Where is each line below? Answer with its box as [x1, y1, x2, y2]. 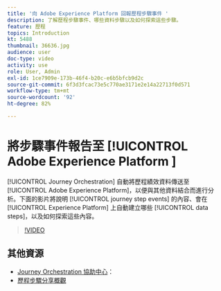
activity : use [7, 62, 48, 69]
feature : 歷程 [7, 23, 46, 30]
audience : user [7, 49, 51, 56]
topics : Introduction [7, 29, 70, 37]
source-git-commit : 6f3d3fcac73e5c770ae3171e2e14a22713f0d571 [7, 81, 191, 88]
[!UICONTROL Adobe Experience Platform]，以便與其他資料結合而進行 [7, 186, 209, 194]
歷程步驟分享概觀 [17, 276, 67, 284]
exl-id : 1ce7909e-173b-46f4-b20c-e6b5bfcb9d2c [7, 74, 144, 82]
